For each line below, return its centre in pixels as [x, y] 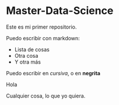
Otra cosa [26, 55]
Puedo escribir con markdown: [43, 38]
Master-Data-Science [60, 11]
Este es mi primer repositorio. [41, 27]
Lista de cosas [32, 49]
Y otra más [27, 62]
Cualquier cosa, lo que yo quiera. [46, 96]
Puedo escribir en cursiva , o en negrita [53, 73]
